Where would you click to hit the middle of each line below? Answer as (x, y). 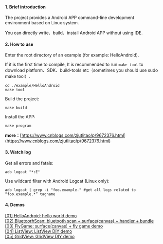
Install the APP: (20, 117)
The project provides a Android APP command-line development (70, 18)
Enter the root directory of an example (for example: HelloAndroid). (72, 55)
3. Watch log (18, 152)
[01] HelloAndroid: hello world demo (41, 216)
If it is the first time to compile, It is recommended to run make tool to (74, 65)
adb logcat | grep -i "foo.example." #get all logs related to (71, 190)
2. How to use (19, 44)
